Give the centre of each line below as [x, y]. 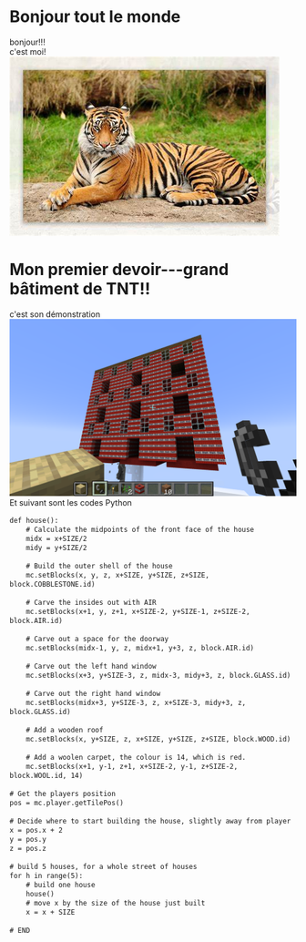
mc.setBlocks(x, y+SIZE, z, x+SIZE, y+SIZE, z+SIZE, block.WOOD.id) [158, 739]
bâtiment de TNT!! [80, 289]
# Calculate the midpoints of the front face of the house [140, 529]
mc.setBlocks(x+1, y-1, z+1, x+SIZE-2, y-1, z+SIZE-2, [132, 766]
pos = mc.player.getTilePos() [67, 803]
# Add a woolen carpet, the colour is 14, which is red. [136, 757]
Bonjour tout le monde [95, 17]
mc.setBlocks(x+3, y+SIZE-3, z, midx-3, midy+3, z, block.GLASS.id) [158, 675]
